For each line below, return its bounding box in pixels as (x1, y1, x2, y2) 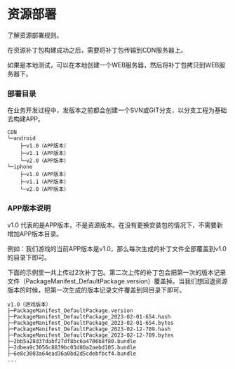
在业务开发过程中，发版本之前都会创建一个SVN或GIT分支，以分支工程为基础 (7, 106, 227, 114)
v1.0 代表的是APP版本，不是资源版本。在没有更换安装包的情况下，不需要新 (7, 220, 223, 229)
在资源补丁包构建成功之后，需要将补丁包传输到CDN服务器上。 (7, 46, 187, 54)
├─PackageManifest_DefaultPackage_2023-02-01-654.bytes (7, 319, 174, 326)
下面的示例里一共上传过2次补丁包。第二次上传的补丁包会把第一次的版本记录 (7, 268, 227, 276)
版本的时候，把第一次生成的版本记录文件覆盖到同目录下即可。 (7, 286, 186, 294)
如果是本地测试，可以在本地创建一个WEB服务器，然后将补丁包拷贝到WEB (7, 60, 220, 69)
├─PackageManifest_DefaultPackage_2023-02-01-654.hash (7, 313, 171, 320)
